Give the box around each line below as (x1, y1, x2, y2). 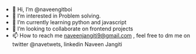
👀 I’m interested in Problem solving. (12, 12, 101, 19)
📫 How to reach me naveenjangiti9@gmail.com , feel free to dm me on (12, 32, 191, 39)
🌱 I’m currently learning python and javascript (12, 19, 127, 25)
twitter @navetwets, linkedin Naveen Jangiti (12, 41, 123, 48)
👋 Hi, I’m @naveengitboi (12, 6, 72, 13)
